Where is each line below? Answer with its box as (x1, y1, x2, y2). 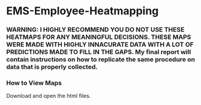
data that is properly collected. (6, 63, 98, 71)
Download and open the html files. (6, 92, 91, 100)
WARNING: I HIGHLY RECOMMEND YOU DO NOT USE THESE (6, 26, 185, 34)
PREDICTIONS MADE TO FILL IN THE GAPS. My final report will (6, 48, 191, 56)
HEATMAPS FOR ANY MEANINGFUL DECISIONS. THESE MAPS (6, 33, 191, 41)
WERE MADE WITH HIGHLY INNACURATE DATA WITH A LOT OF (6, 41, 194, 49)
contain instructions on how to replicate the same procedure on (6, 55, 195, 64)
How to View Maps (6, 79, 62, 87)
